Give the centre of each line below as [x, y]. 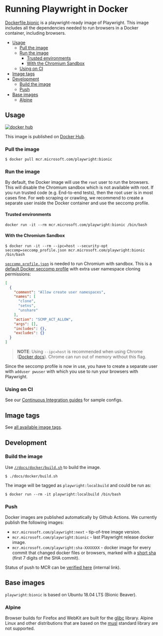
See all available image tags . [34, 427]
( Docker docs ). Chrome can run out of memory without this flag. [81, 357]
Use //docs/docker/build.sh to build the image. [53, 467]
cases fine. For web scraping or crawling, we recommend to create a [74, 198]
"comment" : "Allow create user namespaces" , [60, 292]
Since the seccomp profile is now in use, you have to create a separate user [81, 366]
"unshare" [28, 310]
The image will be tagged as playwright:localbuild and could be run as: [78, 485]
